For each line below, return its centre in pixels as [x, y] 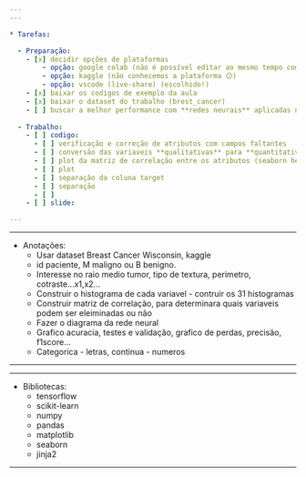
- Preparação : [44, 51]
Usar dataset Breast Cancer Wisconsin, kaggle [124, 255]
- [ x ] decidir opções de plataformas [97, 59]
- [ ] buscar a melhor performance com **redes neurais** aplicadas [158, 110]
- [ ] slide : [51, 203]
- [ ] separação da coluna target [99, 178]
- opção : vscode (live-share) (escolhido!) [126, 85]
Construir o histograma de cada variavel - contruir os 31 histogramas [165, 294]
